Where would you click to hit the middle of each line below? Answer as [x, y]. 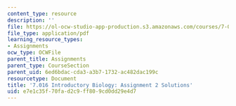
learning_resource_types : [45, 40]
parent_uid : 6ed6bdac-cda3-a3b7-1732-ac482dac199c [83, 72]
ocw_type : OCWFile [34, 53]
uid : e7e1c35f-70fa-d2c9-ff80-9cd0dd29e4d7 [72, 91]
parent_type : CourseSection [48, 66]
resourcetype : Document [42, 78]
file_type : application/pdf [48, 33]
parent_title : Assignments [47, 59]
